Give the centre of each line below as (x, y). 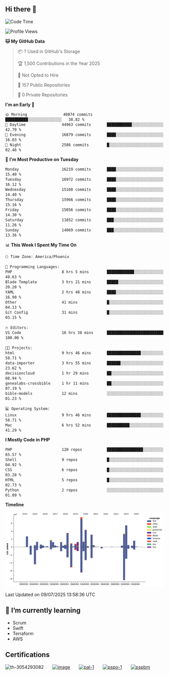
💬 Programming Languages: (32, 267)
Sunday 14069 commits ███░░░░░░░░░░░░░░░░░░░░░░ (84, 230)
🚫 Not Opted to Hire (38, 75)
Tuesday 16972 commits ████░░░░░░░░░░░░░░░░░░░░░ (84, 179)
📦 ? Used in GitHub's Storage (49, 51)
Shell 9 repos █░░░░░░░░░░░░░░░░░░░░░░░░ (84, 460)
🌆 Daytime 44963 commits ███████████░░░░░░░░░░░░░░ (84, 125)
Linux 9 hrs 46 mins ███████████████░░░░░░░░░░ (84, 415)
